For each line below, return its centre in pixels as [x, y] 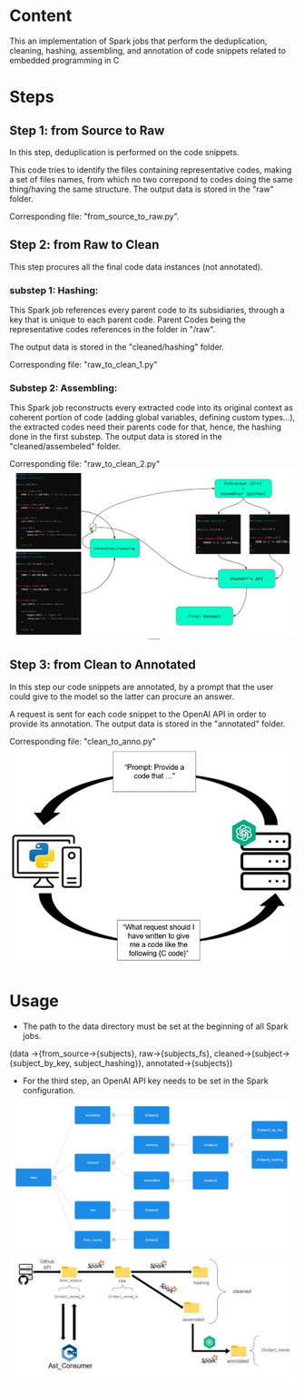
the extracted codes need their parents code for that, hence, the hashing [146, 427]
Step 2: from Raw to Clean [84, 245]
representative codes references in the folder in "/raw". [113, 330]
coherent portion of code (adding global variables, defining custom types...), [152, 418]
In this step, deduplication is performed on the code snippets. [124, 152]
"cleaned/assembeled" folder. [65, 447]
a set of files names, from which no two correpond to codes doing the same [151, 179]
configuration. [49, 1090]
